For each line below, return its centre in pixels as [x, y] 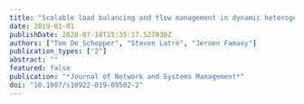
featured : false [40, 69]
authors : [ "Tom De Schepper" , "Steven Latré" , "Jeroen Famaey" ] [133, 43]
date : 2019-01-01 [42, 26]
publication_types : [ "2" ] [58, 52]
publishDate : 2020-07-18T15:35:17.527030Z [90, 34]
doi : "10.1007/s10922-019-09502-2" [76, 85]
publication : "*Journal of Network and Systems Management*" [127, 77]
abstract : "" [34, 60]
